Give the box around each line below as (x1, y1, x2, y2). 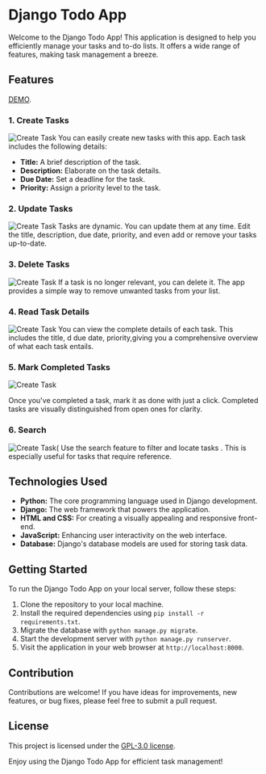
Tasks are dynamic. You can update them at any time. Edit (57, 221, 251, 231)
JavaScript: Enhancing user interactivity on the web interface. (19, 531, 227, 541)
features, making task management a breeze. (8, 49, 159, 59)
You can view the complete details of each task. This (57, 324, 234, 334)
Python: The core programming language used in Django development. (19, 496, 258, 506)
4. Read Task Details (8, 305, 90, 317)
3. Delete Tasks (8, 259, 70, 270)
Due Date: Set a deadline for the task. (19, 175, 146, 184)
